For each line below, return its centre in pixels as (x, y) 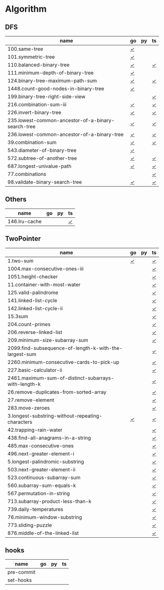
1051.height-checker (33, 276)
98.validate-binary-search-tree (45, 182)
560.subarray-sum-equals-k (42, 485)
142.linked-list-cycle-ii (35, 308)
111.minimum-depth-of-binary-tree (51, 73)
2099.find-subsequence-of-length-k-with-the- (65, 348)
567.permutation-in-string (39, 493)
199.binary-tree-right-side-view (46, 96)
